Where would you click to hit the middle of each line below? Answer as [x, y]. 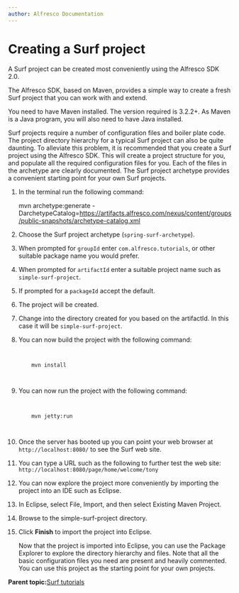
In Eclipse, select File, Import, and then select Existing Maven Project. [120, 504]
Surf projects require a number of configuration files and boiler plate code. [117, 133]
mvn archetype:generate [54, 205]
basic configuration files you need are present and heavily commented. [122, 560]
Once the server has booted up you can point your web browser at [116, 442]
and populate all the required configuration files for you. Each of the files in [117, 163]
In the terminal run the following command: [81, 192]
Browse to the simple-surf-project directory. [83, 518]
